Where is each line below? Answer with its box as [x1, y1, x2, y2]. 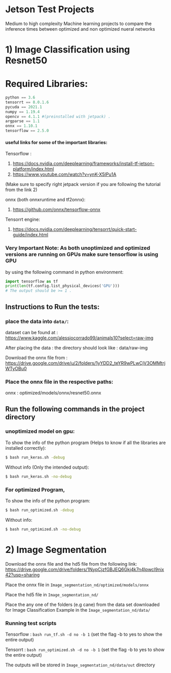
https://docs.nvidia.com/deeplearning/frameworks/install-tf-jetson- [12, 160, 155, 167]
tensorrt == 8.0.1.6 [5, 100, 50, 105]
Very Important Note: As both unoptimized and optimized [5, 244, 151, 251]
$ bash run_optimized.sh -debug [5, 507, 74, 513]
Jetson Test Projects [5, 4, 94, 15]
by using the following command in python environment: [5, 269, 124, 275]
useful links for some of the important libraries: [5, 139, 108, 145]
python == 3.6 [5, 95, 36, 100]
